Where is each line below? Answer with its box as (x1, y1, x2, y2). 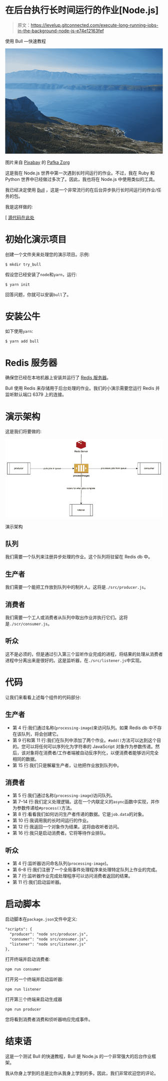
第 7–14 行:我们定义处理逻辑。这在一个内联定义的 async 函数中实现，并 (12, 799, 155, 805)
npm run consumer (5, 967, 41, 972)
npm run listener (5, 987, 41, 992)
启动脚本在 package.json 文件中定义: (5, 916, 77, 922)
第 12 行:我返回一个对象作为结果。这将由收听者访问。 (12, 824, 121, 830)
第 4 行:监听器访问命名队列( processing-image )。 (12, 860, 111, 867)
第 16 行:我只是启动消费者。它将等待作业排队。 (12, 830, 109, 836)
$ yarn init (5, 282, 30, 287)
